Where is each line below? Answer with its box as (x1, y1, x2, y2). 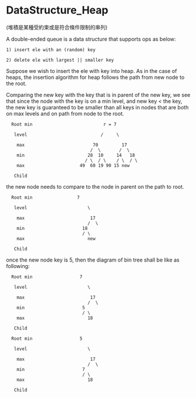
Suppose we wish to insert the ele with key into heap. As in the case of (6, 67, 177, 74)
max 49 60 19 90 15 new (16, 162, 130, 168)
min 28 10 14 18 (16, 152, 135, 158)
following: (6, 262, 30, 269)
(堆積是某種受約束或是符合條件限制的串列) (6, 24, 108, 31)
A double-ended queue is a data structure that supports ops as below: (6, 35, 176, 42)
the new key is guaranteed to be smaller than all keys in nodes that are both (6, 103, 189, 111)
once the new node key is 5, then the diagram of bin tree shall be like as (6, 256, 180, 263)
